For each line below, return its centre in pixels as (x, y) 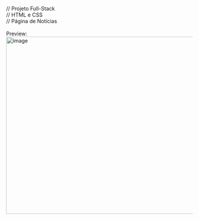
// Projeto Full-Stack (31, 9)
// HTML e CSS (25, 15)
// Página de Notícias (32, 21)
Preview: (17, 34)
